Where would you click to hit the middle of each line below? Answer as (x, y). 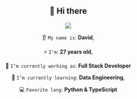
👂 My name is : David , (68, 37)
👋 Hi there (68, 11)
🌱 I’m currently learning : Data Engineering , (68, 77)
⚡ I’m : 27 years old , (68, 51)
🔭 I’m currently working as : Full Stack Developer (68, 65)
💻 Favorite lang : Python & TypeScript (68, 89)
